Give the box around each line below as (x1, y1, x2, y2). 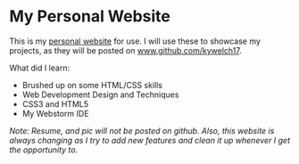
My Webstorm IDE (21, 108, 89, 119)
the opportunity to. (9, 144, 79, 155)
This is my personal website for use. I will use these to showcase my (9, 36, 262, 46)
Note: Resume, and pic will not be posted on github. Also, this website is (9, 125, 275, 135)
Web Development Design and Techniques (21, 89, 179, 100)
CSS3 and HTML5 (21, 98, 89, 109)
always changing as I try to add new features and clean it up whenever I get (9, 135, 290, 145)
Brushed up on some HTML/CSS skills (21, 79, 163, 90)
